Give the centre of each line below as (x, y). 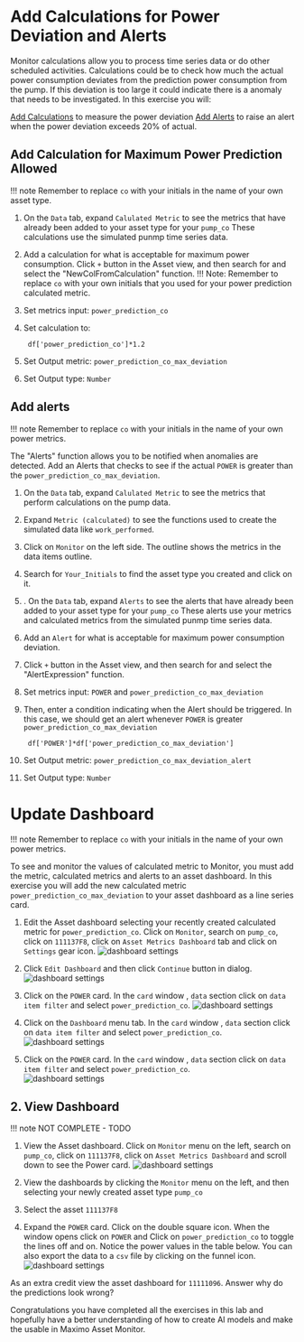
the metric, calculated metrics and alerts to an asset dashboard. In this (141, 876)
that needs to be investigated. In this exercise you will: (111, 99)
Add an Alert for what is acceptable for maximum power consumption (154, 638)
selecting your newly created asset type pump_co (113, 1192)
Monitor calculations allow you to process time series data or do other (140, 61)
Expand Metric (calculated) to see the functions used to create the (150, 519)
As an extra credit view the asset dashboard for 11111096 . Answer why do (147, 1283)
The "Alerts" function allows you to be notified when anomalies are (134, 456)
